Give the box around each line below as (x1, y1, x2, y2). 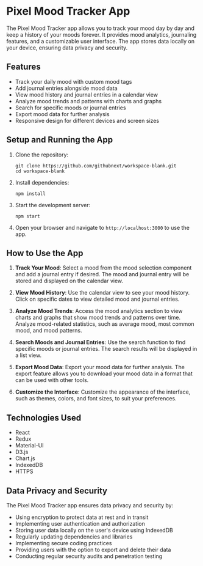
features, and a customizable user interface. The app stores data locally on (6, 37, 195, 45)
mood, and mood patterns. (15, 327, 82, 334)
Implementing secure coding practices (15, 540, 112, 546)
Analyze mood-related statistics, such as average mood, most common (15, 320, 194, 328)
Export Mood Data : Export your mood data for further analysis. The (15, 364, 185, 371)
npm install (15, 191, 46, 197)
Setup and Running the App (6, 134, 113, 145)
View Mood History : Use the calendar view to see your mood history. (15, 289, 190, 296)
